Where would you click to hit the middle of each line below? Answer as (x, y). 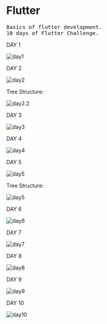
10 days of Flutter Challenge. (53, 33)
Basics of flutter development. (54, 27)
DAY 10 (15, 303)
